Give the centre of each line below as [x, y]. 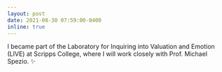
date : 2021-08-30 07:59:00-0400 [54, 20]
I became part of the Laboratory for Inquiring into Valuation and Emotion [111, 47]
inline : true [26, 27]
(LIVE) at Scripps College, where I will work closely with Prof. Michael [107, 54]
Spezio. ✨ [22, 62]
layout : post [26, 14]
